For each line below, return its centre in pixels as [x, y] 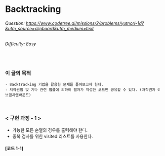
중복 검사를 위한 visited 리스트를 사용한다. [52, 136]
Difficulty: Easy [21, 44]
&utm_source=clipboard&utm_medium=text [49, 28]
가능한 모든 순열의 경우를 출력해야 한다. [50, 130]
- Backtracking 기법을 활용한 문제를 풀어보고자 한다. [54, 85]
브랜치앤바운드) [18, 95]
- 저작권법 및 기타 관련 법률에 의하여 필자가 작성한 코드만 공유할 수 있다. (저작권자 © [82, 90]
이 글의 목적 [18, 73]
